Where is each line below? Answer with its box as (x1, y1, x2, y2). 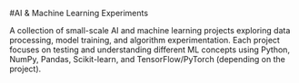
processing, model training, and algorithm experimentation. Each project (9, 35, 280, 45)
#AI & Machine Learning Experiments (9, 8, 148, 18)
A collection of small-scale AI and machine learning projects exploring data (9, 25, 291, 35)
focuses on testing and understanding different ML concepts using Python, (9, 44, 291, 55)
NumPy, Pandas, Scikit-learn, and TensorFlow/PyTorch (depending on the (9, 54, 286, 64)
